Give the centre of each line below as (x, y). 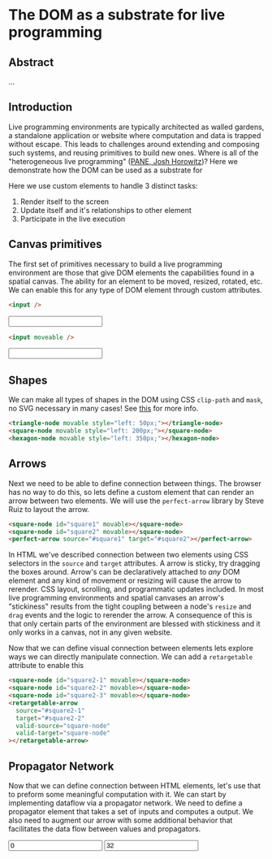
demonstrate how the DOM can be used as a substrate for (106, 170)
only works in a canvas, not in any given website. (91, 632)
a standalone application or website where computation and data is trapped (135, 135)
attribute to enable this (46, 666)
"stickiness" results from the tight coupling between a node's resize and (130, 606)
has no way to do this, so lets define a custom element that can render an (131, 492)
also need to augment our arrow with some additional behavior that (121, 820)
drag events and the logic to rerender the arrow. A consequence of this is (130, 615)
